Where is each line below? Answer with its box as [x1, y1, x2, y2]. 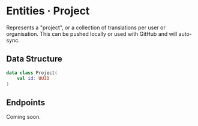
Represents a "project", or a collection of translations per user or [6, 24, 166, 31]
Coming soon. [6, 113, 41, 121]
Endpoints [6, 97, 46, 107]
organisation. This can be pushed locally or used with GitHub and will [6, 30, 178, 37]
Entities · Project [6, 4, 90, 18]
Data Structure [6, 54, 63, 64]
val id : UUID [17, 75, 50, 81]
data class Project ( [6, 70, 58, 76]
